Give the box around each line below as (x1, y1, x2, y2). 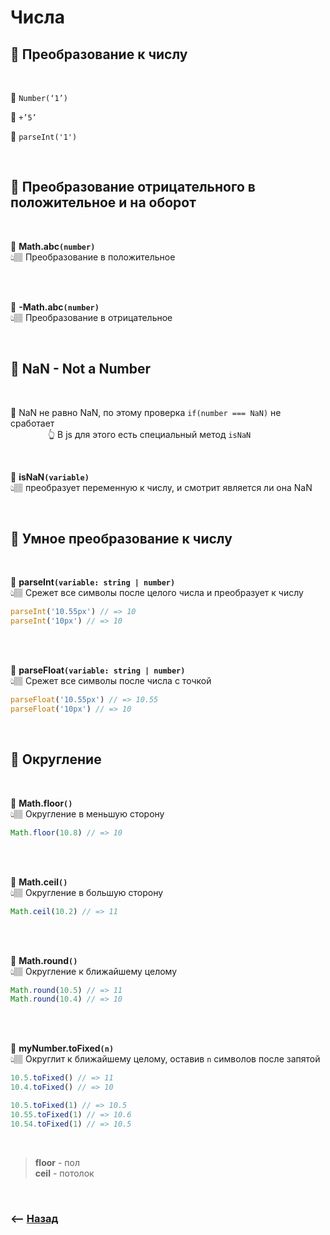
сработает (10, 417, 55, 429)
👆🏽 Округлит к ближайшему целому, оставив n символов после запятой (10, 1053, 321, 1065)
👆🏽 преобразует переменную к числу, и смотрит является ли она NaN (10, 481, 313, 493)
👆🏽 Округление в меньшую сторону (10, 807, 165, 820)
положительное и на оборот (10, 194, 197, 211)
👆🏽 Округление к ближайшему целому (10, 965, 178, 977)
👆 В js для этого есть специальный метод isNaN (47, 428, 252, 440)
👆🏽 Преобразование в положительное (10, 251, 176, 263)
